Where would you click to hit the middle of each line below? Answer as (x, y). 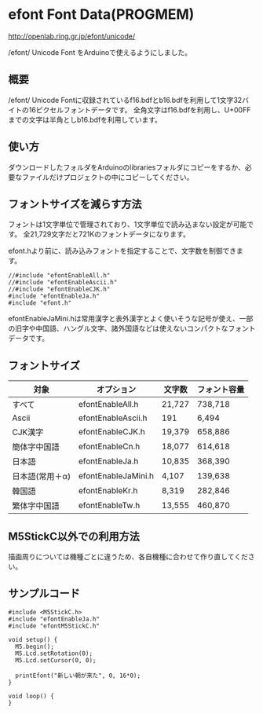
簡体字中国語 (36, 447)
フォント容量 (221, 390)
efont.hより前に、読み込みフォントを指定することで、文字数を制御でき (122, 251)
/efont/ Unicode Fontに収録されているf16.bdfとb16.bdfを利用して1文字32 (125, 100)
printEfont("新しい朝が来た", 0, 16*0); (78, 676)
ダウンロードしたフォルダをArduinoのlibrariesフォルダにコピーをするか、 (127, 167)
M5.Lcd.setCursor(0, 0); (56, 660)
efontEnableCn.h (109, 447)
